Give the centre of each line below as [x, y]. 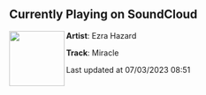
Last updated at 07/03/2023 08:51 [128, 69]
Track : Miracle [92, 53]
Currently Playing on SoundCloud [103, 15]
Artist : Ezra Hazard [101, 35]
